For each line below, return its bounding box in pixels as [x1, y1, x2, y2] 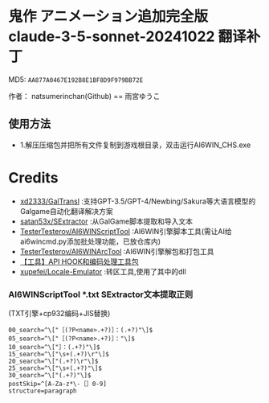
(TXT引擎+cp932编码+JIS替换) [8, 308, 111, 318]
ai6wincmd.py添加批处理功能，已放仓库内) [19, 236, 161, 246]
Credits [8, 168, 59, 187]
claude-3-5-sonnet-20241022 [8, 27, 215, 46]
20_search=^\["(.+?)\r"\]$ [8, 357, 99, 365]
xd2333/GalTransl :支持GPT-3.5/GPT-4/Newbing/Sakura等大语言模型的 [19, 196, 256, 206]
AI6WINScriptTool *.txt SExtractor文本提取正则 [8, 289, 194, 300]
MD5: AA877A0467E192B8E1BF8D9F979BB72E [8, 74, 144, 84]
